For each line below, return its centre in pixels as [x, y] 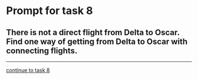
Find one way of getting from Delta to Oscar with [97, 41]
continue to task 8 [28, 70]
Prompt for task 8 [49, 11]
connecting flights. [42, 51]
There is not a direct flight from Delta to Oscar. [93, 32]
